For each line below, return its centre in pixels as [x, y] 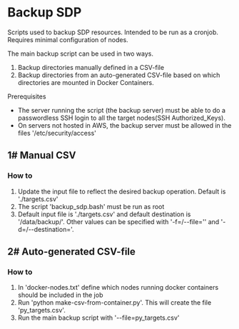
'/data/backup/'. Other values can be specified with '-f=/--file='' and [118, 221]
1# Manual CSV [42, 155]
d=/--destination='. [46, 229]
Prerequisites [27, 96]
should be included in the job [60, 295]
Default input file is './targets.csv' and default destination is [104, 214]
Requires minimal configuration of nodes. [68, 39]
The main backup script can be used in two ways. [80, 54]
